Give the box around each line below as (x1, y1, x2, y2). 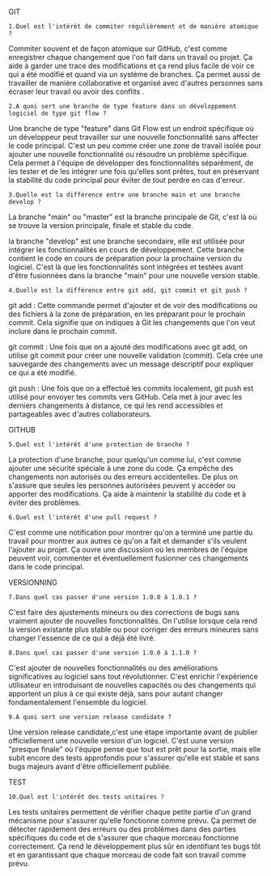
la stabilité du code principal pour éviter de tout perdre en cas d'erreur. (8, 176, 245, 184)
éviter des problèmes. (8, 497, 82, 507)
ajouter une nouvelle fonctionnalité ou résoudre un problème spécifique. (8, 150, 249, 159)
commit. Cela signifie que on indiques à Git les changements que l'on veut (8, 318, 256, 327)
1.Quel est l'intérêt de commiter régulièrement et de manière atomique (8, 23, 259, 31)
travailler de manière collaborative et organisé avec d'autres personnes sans (8, 78, 264, 87)
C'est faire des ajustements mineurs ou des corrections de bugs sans (8, 607, 240, 617)
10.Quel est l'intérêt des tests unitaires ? (8, 793, 164, 801)
